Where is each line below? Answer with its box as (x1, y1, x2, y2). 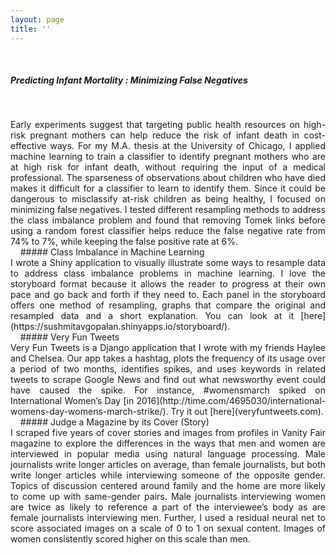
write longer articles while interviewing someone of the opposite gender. (10, 469, 326, 481)
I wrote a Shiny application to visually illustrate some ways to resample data (10, 257, 326, 269)
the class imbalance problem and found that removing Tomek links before (10, 214, 326, 226)
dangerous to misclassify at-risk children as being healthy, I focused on (10, 193, 326, 205)
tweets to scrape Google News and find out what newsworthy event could (10, 374, 326, 386)
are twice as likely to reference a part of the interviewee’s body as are (10, 501, 326, 513)
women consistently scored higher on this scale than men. (10, 533, 251, 545)
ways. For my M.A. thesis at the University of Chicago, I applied (49, 140, 326, 152)
